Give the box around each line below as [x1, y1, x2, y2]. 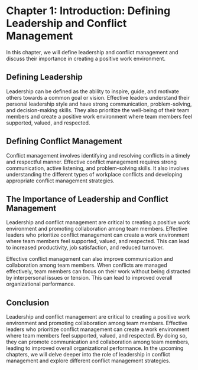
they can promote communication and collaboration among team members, [6, 338, 190, 346]
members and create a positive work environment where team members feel [6, 113, 193, 120]
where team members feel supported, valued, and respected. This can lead [6, 238, 190, 245]
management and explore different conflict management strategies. [6, 357, 171, 364]
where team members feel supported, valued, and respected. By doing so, [6, 332, 187, 339]
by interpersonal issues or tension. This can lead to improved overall [6, 274, 173, 281]
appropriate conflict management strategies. [6, 177, 115, 184]
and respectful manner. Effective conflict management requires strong [6, 158, 177, 165]
